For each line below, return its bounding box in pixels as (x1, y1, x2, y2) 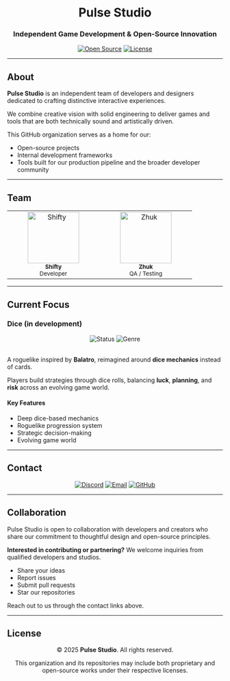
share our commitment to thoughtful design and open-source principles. (7, 532, 211, 540)
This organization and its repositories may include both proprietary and (14, 659, 216, 667)
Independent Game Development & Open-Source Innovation (13, 29, 217, 39)
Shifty (44, 263, 62, 271)
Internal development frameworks (16, 151, 113, 159)
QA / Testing (129, 270, 163, 278)
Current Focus (7, 298, 70, 310)
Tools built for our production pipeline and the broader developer (16, 158, 201, 167)
